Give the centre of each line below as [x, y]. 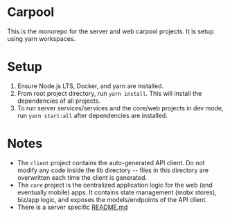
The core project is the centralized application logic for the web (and [115, 185]
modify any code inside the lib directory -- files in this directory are [113, 170]
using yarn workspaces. [42, 38]
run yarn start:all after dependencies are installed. [92, 115]
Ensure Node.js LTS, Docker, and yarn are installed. [90, 86]
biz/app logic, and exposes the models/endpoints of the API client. [112, 199]
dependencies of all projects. [59, 101]
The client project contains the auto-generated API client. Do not [111, 162]
